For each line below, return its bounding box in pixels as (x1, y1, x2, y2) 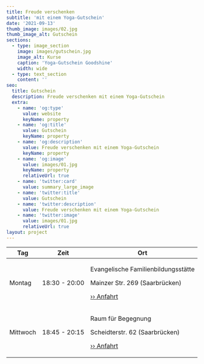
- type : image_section (12, 43, 69, 49)
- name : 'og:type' (17, 105, 64, 111)
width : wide (17, 65, 47, 72)
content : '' (17, 77, 47, 83)
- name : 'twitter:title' (17, 190, 80, 196)
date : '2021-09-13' (6, 20, 56, 26)
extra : (12, 99, 29, 105)
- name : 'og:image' (17, 156, 67, 162)
